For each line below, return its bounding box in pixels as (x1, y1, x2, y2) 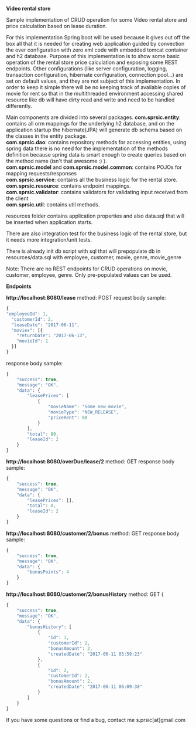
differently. (6, 103, 32, 109)
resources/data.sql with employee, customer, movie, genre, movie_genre (6, 254, 181, 260)
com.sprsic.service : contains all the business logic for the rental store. (6, 176, 178, 183)
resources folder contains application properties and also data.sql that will (6, 212, 185, 219)
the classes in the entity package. (6, 133, 87, 140)
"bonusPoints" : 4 (27, 569, 69, 575)
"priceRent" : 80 (47, 415, 88, 421)
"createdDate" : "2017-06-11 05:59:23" (47, 651, 143, 657)
